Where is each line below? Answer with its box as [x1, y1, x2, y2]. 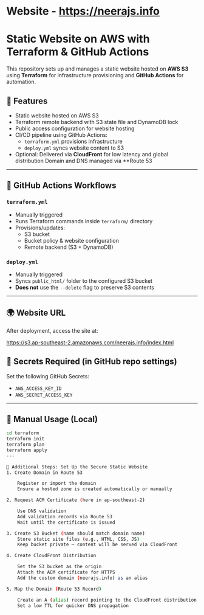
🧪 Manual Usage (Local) [6, 414, 98, 424]
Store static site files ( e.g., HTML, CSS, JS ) [17, 536, 140, 542]
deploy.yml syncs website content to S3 [24, 144, 124, 151]
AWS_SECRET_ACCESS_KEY [15, 392, 73, 398]
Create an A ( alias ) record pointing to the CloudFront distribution [17, 597, 197, 603]
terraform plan [6, 442, 45, 448]
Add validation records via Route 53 [17, 513, 113, 519]
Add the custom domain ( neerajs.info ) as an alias [17, 575, 148, 581]
